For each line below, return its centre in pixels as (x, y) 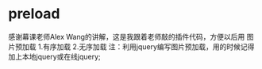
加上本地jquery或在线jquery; (54, 56)
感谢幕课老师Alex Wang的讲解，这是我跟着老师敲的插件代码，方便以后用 (127, 36)
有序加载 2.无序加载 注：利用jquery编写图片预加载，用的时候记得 (148, 46)
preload (34, 14)
